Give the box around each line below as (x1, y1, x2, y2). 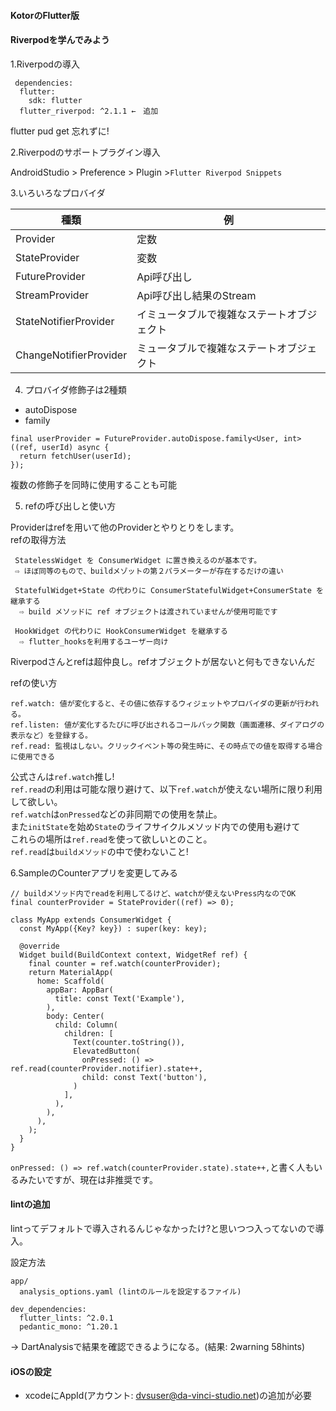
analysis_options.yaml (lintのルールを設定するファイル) (19, 1287, 242, 1297)
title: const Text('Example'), (54, 993, 186, 1004)
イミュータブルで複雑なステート (136, 307, 288, 321)
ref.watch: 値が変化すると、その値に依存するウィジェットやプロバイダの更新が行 (10, 698, 305, 709)
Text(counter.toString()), (73, 1037, 186, 1047)
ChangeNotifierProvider (15, 348, 128, 362)
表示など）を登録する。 (10, 730, 93, 740)
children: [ (63, 1028, 114, 1039)
